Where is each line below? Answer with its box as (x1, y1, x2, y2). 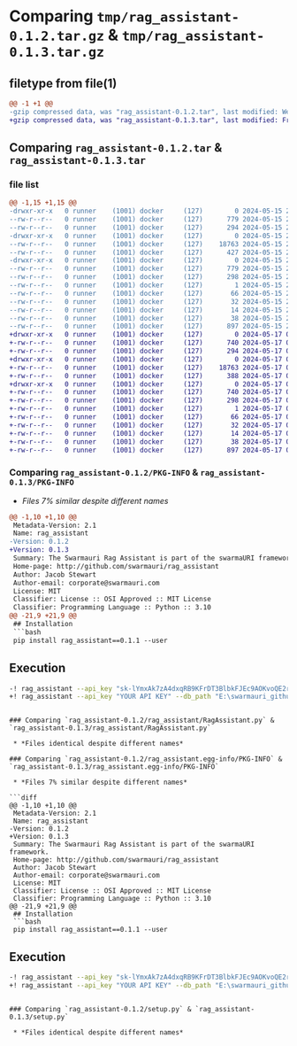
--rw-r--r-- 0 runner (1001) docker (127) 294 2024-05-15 (9, 223, 283, 232)
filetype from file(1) (9, 75, 118, 90)
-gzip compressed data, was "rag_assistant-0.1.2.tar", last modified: (9, 107, 278, 116)
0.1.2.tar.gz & (9, 25, 119, 45)
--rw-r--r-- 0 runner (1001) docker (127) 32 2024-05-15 (9, 297, 283, 306)
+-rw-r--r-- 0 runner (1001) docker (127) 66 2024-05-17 (9, 413, 283, 422)
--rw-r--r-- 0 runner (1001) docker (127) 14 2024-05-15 (9, 306, 283, 314)
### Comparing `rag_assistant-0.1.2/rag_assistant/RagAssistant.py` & (9, 716, 275, 725)
